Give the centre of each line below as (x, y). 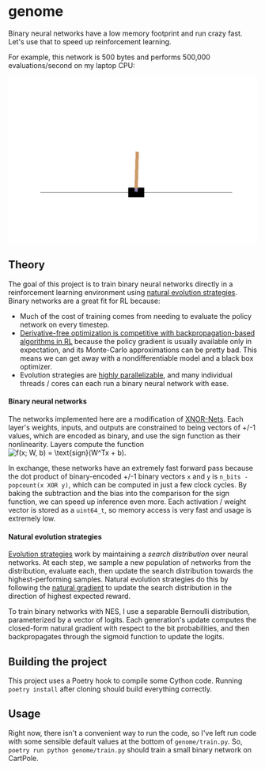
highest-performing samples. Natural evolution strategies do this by (118, 579)
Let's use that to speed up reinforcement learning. (90, 41)
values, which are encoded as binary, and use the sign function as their (125, 436)
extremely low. (32, 518)
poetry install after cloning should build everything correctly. (110, 689)
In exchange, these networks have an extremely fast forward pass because (131, 468)
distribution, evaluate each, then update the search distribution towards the (131, 571)
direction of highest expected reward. (70, 597)
